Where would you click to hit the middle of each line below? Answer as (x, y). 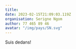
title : (12, 10)
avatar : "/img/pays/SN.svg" (34, 28)
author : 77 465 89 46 (27, 24)
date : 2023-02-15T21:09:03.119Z (38, 14)
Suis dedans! (18, 42)
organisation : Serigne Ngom (34, 19)
